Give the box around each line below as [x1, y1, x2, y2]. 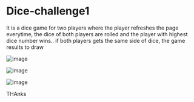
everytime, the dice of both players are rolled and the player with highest [6, 30, 188, 37]
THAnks [6, 90, 27, 97]
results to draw [6, 43, 44, 51]
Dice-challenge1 [6, 4, 90, 18]
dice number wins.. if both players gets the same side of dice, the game [6, 37, 186, 44]
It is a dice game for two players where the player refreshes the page [6, 24, 179, 31]
